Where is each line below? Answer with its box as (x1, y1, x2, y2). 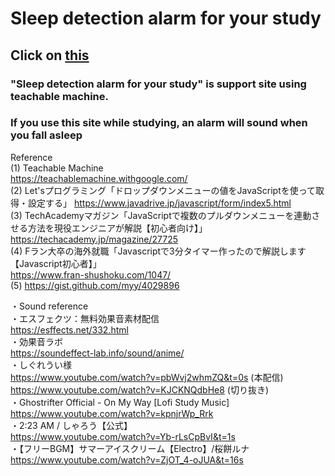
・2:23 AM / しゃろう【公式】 (10, 419, 128, 431)
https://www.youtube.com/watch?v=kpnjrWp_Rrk (10, 407, 214, 419)
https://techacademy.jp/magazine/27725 (10, 233, 179, 245)
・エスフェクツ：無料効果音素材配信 (10, 312, 160, 324)
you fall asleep (10, 128, 83, 142)
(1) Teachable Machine (10, 162, 104, 174)
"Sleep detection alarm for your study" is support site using (10, 77, 307, 91)
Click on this (10, 47, 90, 64)
